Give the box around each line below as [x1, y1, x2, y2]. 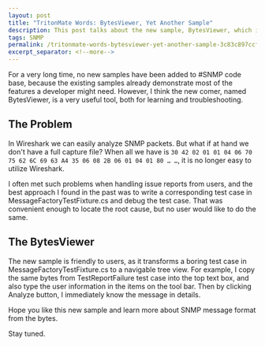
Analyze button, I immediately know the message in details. [8, 289, 201, 299]
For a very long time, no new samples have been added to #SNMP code [8, 70, 242, 79]
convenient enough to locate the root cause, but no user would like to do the [8, 204, 256, 214]
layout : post [8, 11, 51, 20]
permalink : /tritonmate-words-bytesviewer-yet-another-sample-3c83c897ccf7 [8, 41, 263, 49]
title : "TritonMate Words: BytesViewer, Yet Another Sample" [8, 19, 214, 27]
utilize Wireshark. [8, 163, 65, 173]
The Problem [8, 117, 73, 131]
